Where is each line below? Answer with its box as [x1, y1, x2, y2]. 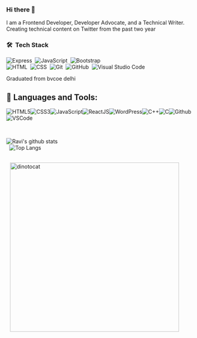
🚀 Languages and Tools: [6, 92, 98, 102]
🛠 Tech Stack [6, 41, 49, 49]
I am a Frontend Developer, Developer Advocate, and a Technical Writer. [6, 19, 185, 26]
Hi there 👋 [6, 5, 36, 14]
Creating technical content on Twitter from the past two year [6, 25, 156, 32]
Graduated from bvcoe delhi [6, 75, 76, 82]
